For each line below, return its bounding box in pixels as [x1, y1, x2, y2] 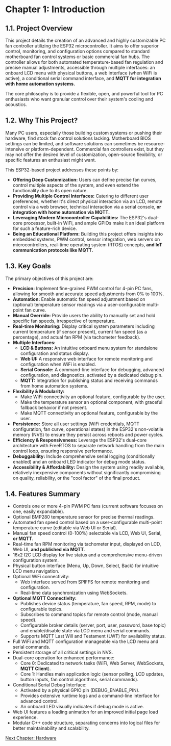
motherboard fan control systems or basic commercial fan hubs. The [5, 54, 150, 60]
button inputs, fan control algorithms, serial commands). [20, 677, 139, 683]
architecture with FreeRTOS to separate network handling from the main [12, 442, 164, 448]
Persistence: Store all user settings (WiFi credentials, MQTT [12, 421, 140, 427]
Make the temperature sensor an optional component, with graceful [20, 399, 163, 405]
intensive [5, 146, 25, 152]
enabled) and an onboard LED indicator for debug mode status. [12, 458, 146, 465]
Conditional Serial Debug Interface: [12, 682, 87, 688]
